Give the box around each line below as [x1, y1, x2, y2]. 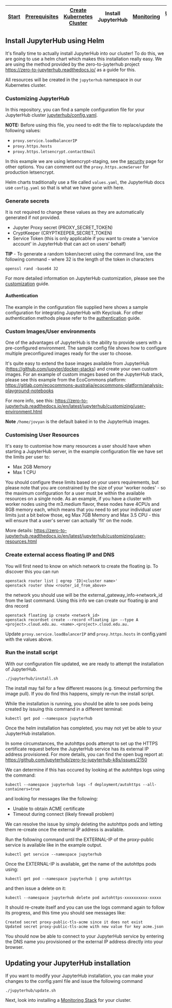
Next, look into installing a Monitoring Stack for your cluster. [5, 997, 132, 1003]
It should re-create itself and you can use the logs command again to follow [5, 904, 165, 910]
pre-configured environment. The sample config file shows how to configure [5, 344, 167, 351]
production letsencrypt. [5, 169, 55, 175]
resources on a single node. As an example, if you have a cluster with [5, 496, 152, 502]
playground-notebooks [5, 388, 54, 394]
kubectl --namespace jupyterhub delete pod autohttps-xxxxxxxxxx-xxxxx [5, 895, 161, 900]
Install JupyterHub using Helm [5, 36, 105, 45]
